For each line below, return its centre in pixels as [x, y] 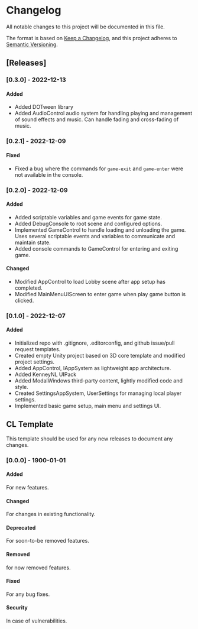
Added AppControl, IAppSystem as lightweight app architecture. [93, 368]
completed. [28, 288]
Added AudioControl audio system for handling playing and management [103, 114]
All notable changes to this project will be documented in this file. [86, 27]
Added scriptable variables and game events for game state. [88, 217]
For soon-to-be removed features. [48, 541]
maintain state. [33, 242]
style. [21, 387]
